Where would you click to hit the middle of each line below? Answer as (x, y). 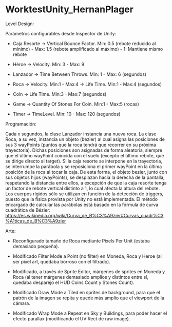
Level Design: (20, 24)
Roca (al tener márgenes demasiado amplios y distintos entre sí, (81, 277)
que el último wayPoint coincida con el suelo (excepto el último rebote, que (85, 155)
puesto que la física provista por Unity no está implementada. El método (82, 199)
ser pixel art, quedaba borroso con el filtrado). (61, 261)
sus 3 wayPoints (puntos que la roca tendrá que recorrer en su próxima (81, 145)
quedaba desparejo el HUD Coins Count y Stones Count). (73, 282)
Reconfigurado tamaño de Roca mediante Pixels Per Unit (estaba (81, 241)
